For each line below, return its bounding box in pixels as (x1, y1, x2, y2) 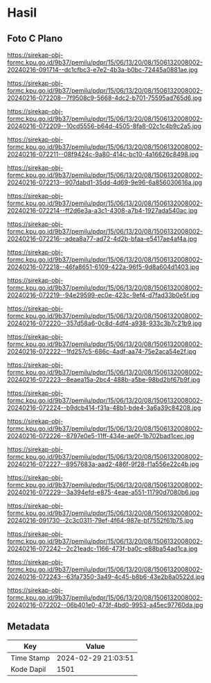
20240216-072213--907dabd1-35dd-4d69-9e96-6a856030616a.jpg (7, 178, 203, 187)
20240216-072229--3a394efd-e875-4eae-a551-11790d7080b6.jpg (7, 488, 199, 496)
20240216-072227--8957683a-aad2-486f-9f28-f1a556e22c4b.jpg (7, 460, 199, 468)
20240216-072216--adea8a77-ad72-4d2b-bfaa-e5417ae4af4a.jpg (7, 234, 197, 243)
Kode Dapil (10, 664, 46, 674)
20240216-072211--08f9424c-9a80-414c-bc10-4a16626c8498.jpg (7, 150, 199, 158)
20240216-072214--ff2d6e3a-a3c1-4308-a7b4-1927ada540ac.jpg (7, 207, 198, 214)
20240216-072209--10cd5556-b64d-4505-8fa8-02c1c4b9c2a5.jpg (7, 122, 202, 130)
